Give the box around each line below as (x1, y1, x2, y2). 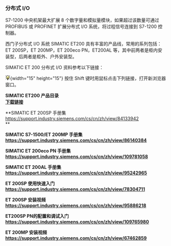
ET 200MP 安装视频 (5, 229, 47, 236)
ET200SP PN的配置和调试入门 (5, 213, 69, 219)
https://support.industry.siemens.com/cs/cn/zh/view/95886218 (5, 203, 146, 209)
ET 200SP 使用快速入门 (5, 181, 55, 187)
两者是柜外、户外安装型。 (22, 54, 77, 60)
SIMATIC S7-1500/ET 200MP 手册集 (5, 131, 83, 138)
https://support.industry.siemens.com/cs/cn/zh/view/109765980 (5, 219, 149, 225)
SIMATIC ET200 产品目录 (5, 93, 59, 99)
